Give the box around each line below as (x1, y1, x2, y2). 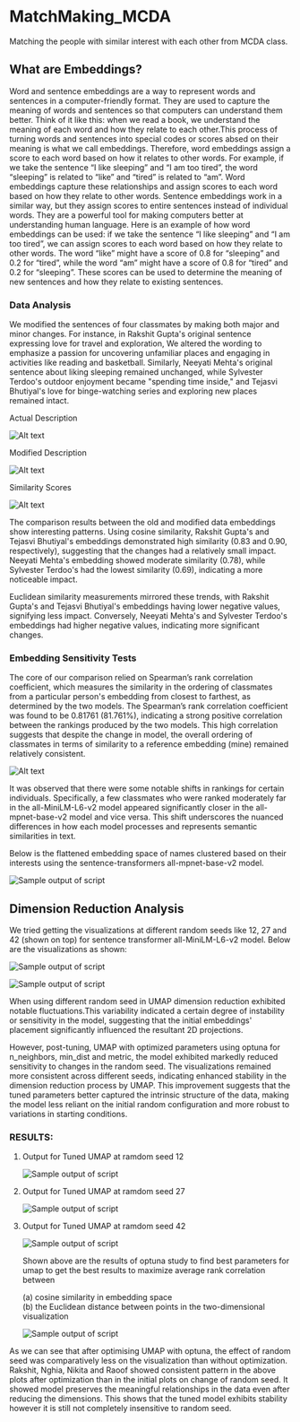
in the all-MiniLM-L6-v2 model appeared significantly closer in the (9, 802, 254, 813)
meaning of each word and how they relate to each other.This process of (9, 124, 278, 134)
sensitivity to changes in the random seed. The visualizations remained (9, 1061, 271, 1072)
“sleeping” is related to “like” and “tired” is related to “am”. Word (9, 171, 245, 182)
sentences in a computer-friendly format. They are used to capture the (9, 95, 270, 106)
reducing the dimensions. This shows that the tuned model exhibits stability (9, 1393, 288, 1404)
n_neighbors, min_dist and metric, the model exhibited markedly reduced (9, 1052, 279, 1062)
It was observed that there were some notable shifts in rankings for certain (9, 783, 285, 794)
